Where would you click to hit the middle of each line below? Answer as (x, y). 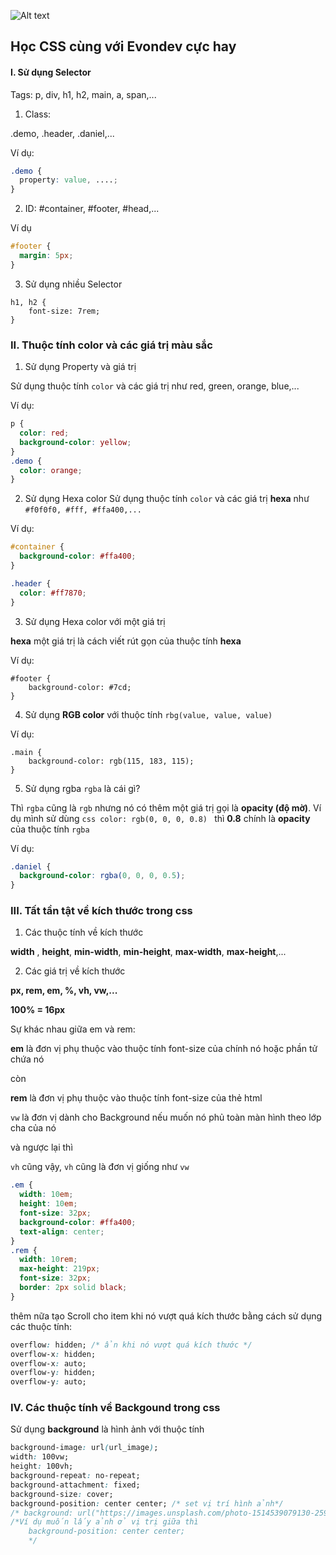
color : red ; (44, 433)
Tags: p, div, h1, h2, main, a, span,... (83, 94)
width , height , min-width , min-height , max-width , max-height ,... (148, 952)
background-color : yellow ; (75, 442)
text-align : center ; (62, 1231)
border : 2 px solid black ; (73, 1288)
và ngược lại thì (41, 1147)
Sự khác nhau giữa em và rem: (73, 1029)
